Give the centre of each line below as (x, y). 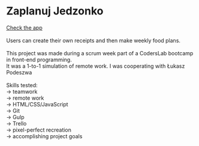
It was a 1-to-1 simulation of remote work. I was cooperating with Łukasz (96, 66)
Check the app (25, 28)
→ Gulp (15, 117)
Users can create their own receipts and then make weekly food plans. (94, 40)
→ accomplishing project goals (44, 136)
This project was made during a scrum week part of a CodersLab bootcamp (100, 53)
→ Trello (16, 123)
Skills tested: (22, 85)
